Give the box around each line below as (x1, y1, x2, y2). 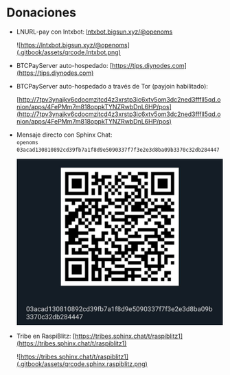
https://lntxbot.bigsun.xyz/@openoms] (20, 41, 130, 49)
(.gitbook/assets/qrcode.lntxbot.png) (16, 48, 122, 56)
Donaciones (6, 5, 77, 21)
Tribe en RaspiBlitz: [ (16, 332, 76, 340)
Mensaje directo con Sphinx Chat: (16, 130, 113, 139)
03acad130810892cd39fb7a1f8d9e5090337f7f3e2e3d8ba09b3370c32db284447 (16, 146, 220, 153)
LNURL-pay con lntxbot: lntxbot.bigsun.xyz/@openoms (16, 27, 173, 36)
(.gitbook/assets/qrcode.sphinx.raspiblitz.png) (16, 359, 148, 368)
